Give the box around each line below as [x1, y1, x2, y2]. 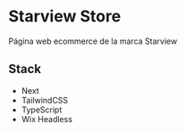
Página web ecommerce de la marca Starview [8, 36, 178, 46]
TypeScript [21, 104, 63, 115]
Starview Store [8, 6, 122, 27]
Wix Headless [21, 113, 73, 124]
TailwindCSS [21, 95, 69, 105]
